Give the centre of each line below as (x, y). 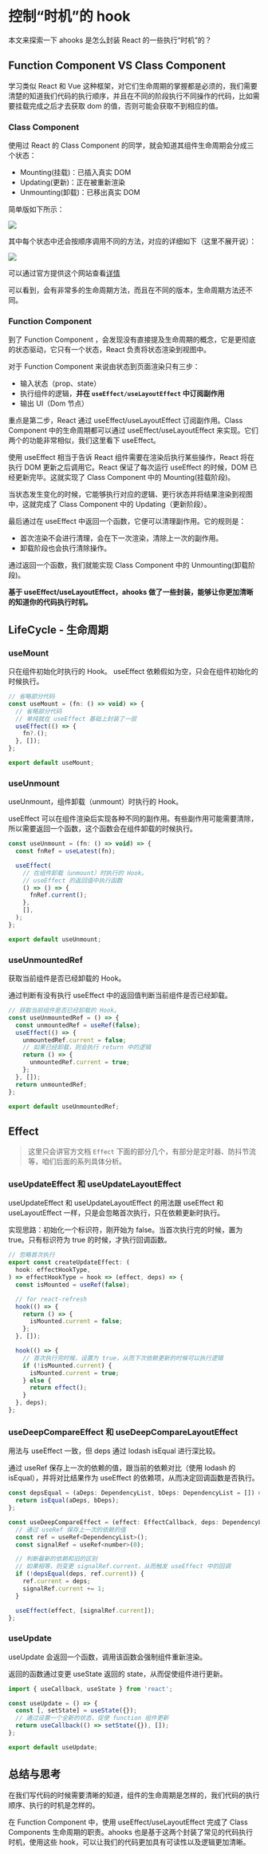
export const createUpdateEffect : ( (69, 1262)
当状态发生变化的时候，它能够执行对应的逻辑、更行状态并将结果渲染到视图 (130, 494)
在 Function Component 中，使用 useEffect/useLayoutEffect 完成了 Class (128, 1822)
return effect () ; (58, 1388)
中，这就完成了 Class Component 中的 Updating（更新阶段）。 (110, 505)
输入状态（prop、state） (60, 383)
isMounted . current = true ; (74, 1373)
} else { (37, 1381)
